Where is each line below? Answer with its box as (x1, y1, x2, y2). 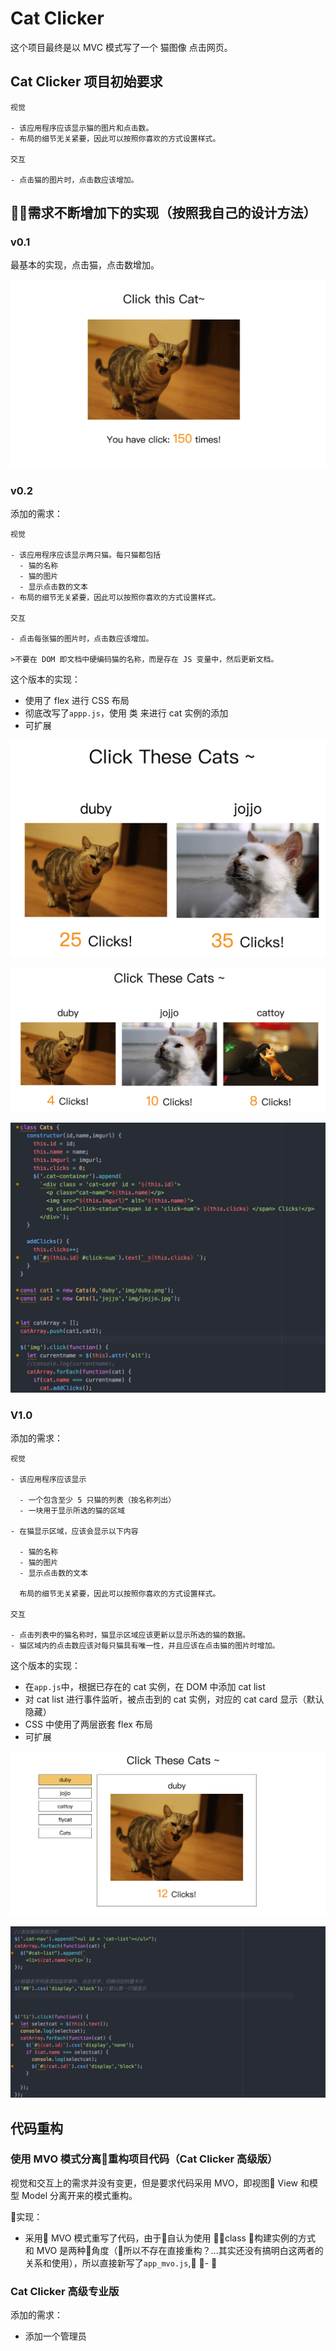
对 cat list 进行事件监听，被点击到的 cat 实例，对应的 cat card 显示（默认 (24, 1693, 325, 1706)
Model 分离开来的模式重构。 (21, 2189, 138, 2201)
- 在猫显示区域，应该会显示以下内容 (10, 1527, 139, 1537)
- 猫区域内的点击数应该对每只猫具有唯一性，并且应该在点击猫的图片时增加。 (10, 1641, 280, 1651)
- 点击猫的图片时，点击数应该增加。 (10, 175, 139, 185)
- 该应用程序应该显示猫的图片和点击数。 (10, 123, 154, 133)
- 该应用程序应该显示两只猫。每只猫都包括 (10, 550, 162, 561)
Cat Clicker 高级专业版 (10, 2284, 120, 2298)
